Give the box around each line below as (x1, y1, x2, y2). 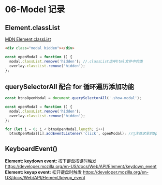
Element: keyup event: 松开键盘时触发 (5, 170, 82, 175)
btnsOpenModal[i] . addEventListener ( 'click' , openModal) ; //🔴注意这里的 (9, 131, 153, 136)
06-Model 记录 (5, 4, 65, 15)
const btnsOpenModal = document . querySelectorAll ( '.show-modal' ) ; (5, 96, 142, 101)
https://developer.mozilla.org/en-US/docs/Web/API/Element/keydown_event (5, 164, 157, 170)
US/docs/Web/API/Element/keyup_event (5, 175, 86, 181)
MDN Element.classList (5, 36, 51, 42)
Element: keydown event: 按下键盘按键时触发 (5, 158, 97, 164)
